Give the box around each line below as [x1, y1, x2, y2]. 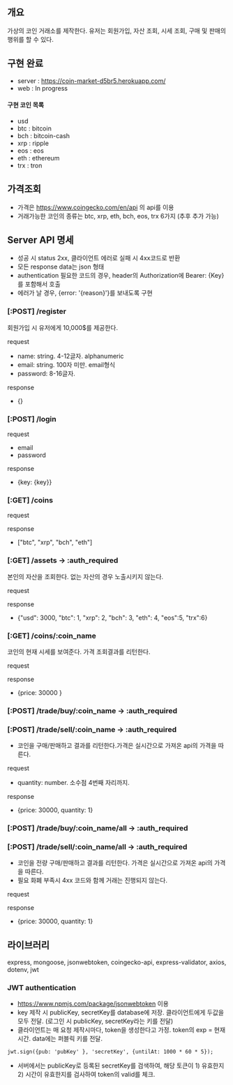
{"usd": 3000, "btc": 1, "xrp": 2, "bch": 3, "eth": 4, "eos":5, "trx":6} [17, 613, 208, 622]
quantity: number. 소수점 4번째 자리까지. [17, 779, 130, 787]
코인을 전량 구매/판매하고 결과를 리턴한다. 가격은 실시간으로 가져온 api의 [17, 859, 213, 867]
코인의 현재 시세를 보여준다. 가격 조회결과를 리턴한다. [7, 648, 151, 656]
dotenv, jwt [7, 966, 40, 974]
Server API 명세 [7, 234, 75, 246]
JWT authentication [7, 983, 77, 993]
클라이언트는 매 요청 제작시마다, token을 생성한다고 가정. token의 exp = [17, 1026, 213, 1034]
